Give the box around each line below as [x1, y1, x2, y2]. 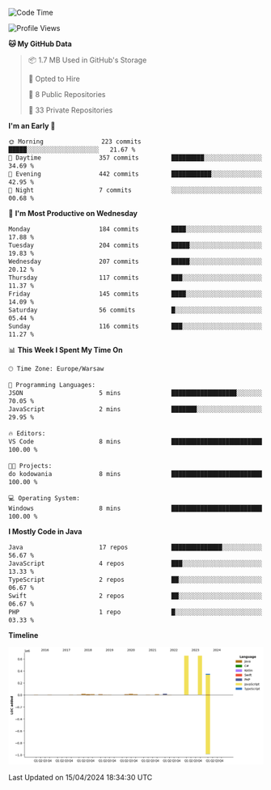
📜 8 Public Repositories [28, 90, 106, 99]
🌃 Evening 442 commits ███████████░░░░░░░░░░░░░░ [8, 170, 263, 178]
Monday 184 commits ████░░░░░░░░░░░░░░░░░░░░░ [8, 225, 263, 233]
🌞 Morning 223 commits [8, 138, 142, 146]
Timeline [8, 631, 39, 639]
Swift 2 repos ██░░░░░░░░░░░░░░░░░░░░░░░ [8, 592, 263, 600]
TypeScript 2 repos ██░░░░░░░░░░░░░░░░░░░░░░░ [8, 576, 263, 584]
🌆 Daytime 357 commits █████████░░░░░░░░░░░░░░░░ [8, 154, 263, 162]
